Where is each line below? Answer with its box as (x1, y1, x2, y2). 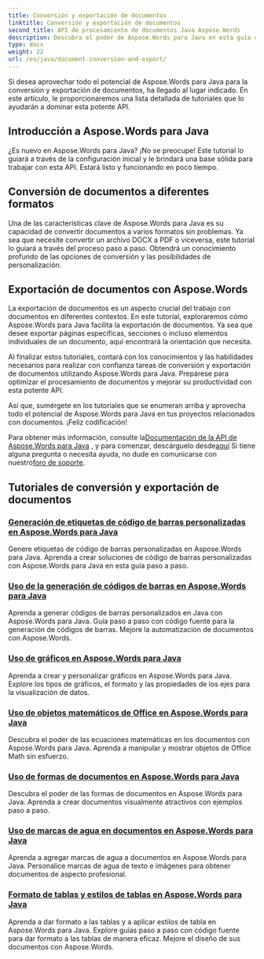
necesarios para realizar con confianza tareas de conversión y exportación (8, 361, 251, 370)
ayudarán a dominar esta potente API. (8, 101, 131, 111)
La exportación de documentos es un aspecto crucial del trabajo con (8, 303, 231, 313)
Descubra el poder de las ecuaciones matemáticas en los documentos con (8, 734, 250, 744)
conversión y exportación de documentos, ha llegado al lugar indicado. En (8, 85, 249, 94)
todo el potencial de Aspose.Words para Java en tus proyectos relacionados (8, 410, 255, 419)
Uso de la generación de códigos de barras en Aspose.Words (8, 580, 246, 591)
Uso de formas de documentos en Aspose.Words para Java (8, 771, 240, 782)
